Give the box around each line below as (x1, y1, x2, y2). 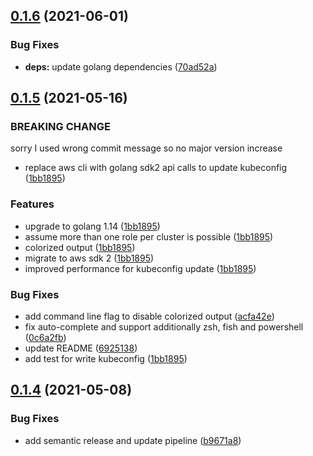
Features (10, 197, 55, 211)
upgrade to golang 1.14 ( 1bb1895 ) (24, 220, 161, 232)
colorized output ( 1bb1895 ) (24, 241, 136, 253)
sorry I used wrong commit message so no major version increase (10, 142, 283, 154)
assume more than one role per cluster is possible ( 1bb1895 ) (24, 230, 274, 243)
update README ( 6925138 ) (24, 342, 138, 354)
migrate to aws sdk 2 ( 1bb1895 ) (24, 252, 155, 264)
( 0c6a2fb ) (24, 331, 67, 343)
